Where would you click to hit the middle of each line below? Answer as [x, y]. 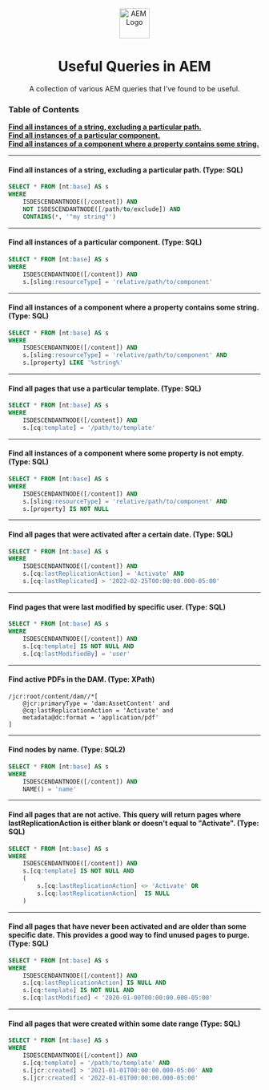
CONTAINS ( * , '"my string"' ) [69, 217]
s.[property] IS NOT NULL [66, 509]
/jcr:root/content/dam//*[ [53, 696]
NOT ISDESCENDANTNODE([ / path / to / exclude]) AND [102, 209]
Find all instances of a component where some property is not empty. [126, 453]
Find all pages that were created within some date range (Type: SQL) [124, 1023]
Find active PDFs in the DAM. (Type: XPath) [82, 679]
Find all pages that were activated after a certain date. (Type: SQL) [121, 534]
